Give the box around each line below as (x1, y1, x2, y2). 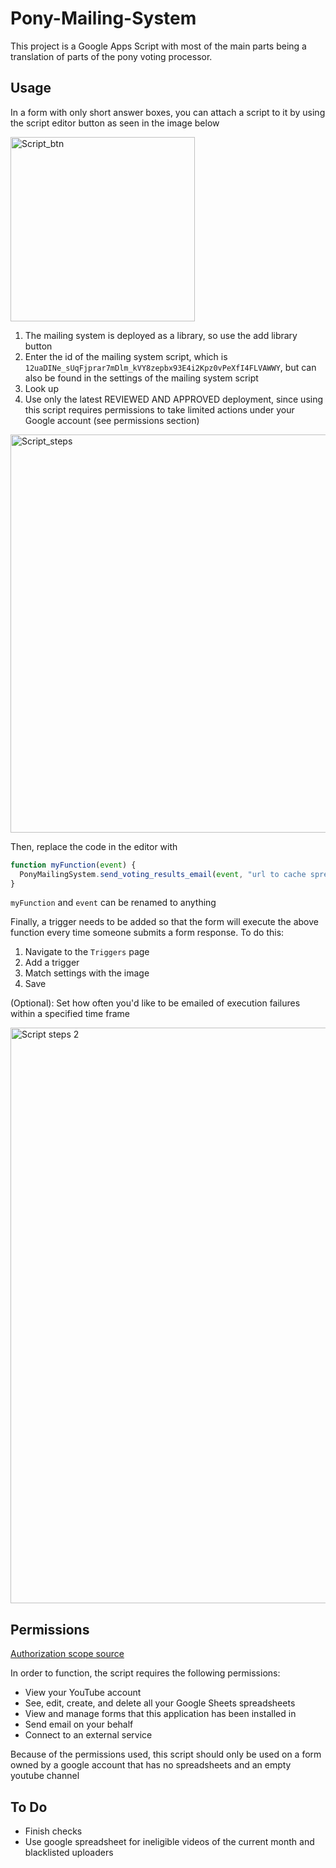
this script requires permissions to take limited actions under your (24, 403, 295, 416)
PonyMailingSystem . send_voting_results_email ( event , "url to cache (19, 869, 307, 879)
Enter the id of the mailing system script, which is (24, 350, 228, 362)
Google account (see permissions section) (24, 414, 200, 426)
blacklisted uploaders (24, 1847, 114, 1858)
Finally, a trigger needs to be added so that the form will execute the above (10, 916, 319, 928)
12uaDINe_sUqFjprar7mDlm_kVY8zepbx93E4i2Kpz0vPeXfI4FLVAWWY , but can (24, 361, 317, 373)
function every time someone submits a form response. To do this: (10, 927, 285, 939)
